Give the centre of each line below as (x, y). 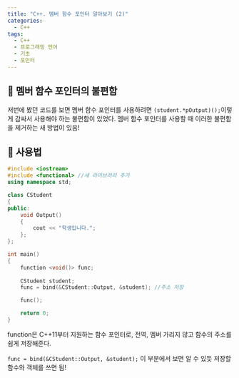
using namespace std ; (40, 183)
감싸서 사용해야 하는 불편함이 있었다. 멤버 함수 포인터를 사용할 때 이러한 (113, 118)
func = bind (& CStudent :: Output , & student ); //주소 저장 (102, 287)
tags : (15, 34)
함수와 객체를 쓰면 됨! (37, 367)
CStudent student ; (47, 281)
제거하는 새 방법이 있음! (47, 127)
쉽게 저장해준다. (30, 343)
